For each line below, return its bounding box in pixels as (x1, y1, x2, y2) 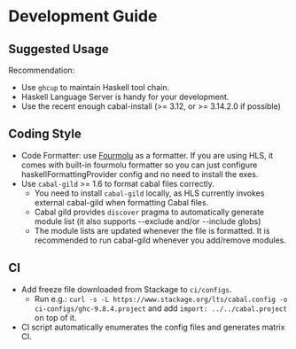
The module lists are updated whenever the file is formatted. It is (34, 225, 270, 236)
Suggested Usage (8, 42, 109, 57)
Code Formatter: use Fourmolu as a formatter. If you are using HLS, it (20, 150, 274, 160)
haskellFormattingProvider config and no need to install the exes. (20, 168, 259, 179)
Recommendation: (8, 65, 75, 75)
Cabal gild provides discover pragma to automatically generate (34, 206, 265, 217)
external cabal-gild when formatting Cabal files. (34, 197, 209, 207)
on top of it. (34, 312, 77, 322)
